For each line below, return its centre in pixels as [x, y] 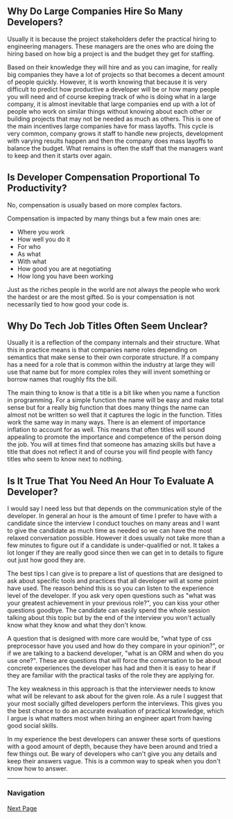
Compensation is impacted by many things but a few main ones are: [104, 218]
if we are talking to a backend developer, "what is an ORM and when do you [115, 653]
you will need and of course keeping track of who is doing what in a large [112, 96]
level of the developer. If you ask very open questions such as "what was [112, 596]
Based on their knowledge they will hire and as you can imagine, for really [113, 67]
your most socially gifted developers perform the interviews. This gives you [115, 704]
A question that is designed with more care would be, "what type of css [109, 639]
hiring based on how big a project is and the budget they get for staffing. [111, 53]
